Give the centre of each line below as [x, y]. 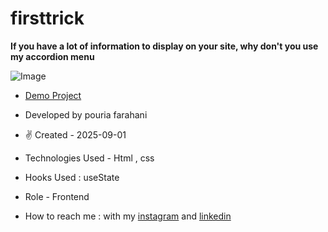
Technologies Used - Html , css [89, 158]
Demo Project [53, 95]
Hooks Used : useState [72, 177]
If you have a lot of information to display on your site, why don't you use [164, 46]
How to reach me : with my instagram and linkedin [128, 216]
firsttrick [47, 18]
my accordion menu [52, 56]
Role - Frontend [57, 196]
